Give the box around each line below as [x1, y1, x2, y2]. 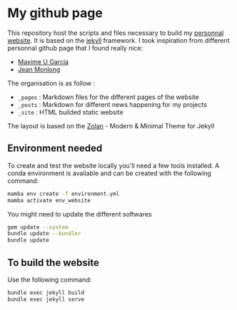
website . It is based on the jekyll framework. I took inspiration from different [7, 36, 230, 44]
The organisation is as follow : [7, 78, 96, 87]
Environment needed [7, 143, 103, 155]
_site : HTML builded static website [17, 108, 123, 116]
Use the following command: [7, 275, 92, 284]
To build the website [7, 257, 100, 269]
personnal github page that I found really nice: [7, 43, 143, 52]
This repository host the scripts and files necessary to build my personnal [7, 29, 224, 37]
